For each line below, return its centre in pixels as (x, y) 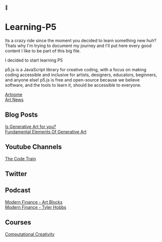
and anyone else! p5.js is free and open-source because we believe (73, 80)
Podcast (18, 190)
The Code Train (21, 159)
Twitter (16, 174)
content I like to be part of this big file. (43, 50)
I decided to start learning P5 (34, 60)
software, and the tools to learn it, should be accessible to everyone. (73, 85)
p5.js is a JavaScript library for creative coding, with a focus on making (76, 69)
